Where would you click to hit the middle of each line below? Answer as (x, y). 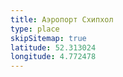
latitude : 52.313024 (53, 47)
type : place (35, 29)
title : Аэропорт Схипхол (62, 19)
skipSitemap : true (48, 38)
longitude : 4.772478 (53, 57)
